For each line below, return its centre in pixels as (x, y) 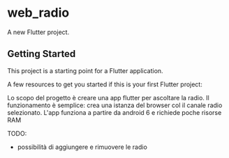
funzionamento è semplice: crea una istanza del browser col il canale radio (115, 105)
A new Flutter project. (38, 32)
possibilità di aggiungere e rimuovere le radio (82, 147)
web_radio (38, 13)
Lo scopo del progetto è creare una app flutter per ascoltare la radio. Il (108, 97)
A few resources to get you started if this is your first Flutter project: (105, 84)
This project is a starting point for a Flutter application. (85, 70)
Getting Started (42, 54)
